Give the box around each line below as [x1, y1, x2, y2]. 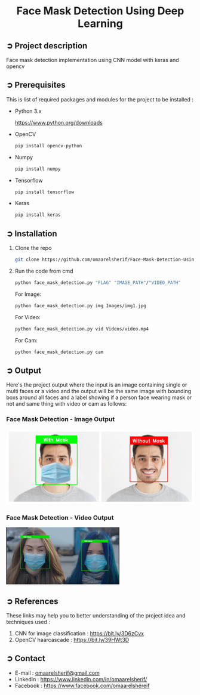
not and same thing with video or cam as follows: [6, 400, 127, 407]
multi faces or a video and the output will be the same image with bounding [6, 388, 192, 395]
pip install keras [14, 212, 61, 218]
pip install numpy [14, 166, 61, 172]
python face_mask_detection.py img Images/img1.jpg [14, 302, 146, 308]
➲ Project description [6, 41, 88, 51]
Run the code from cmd [14, 267, 73, 274]
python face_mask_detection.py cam [14, 349, 104, 355]
